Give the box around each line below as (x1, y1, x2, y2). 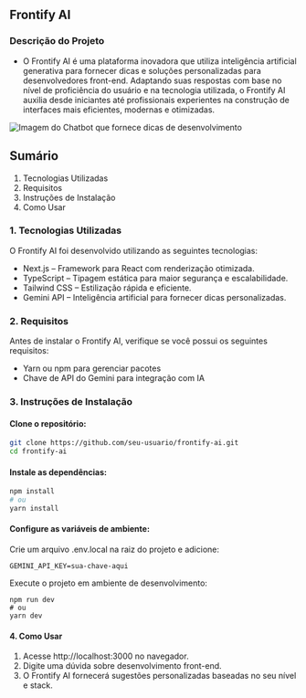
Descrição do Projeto (9, 35, 105, 48)
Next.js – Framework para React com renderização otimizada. (22, 262, 255, 273)
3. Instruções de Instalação (9, 396, 132, 408)
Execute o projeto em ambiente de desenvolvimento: (9, 577, 208, 588)
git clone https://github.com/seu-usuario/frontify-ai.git (9, 439, 239, 448)
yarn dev (9, 611, 43, 620)
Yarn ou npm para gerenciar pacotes (22, 363, 162, 374)
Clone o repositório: (9, 418, 87, 428)
